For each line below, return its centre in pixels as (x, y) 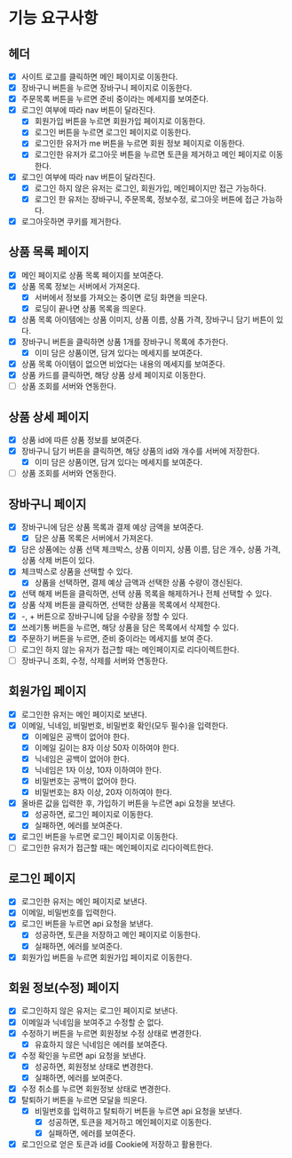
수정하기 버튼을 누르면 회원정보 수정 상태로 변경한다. (111, 1033)
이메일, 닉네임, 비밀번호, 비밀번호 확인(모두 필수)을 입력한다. (124, 725)
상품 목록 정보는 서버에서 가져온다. (80, 286)
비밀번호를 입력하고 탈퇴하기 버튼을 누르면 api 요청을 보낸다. (138, 1111)
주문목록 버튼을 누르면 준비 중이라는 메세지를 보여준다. (115, 99)
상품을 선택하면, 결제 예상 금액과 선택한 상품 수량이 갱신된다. (138, 583)
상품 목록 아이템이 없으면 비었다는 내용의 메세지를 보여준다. (123, 364)
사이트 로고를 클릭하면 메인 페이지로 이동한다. (99, 77)
